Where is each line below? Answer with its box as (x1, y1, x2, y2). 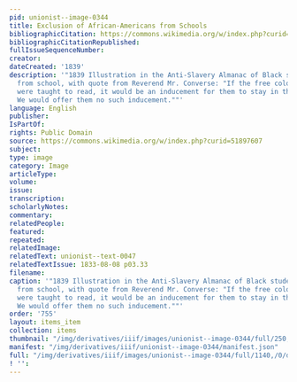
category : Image (9, 161, 69, 170)
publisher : (9, 112, 49, 121)
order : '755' (9, 309, 57, 319)
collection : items (9, 326, 77, 335)
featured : (9, 227, 46, 236)
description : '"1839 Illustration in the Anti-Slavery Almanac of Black (9, 71, 283, 80)
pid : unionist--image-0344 (9, 12, 109, 22)
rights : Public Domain (9, 129, 93, 137)
